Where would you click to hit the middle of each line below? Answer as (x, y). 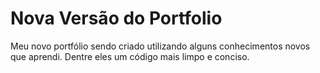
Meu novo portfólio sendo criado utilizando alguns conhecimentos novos (160, 46)
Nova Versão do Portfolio (116, 18)
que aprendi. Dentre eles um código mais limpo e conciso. (130, 56)
